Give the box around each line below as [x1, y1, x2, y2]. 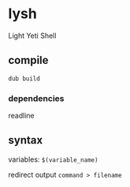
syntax [8, 133, 43, 147]
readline [8, 111, 35, 121]
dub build [8, 74, 41, 83]
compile [8, 54, 49, 67]
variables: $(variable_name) [8, 155, 98, 164]
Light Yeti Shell [8, 31, 57, 40]
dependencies [8, 92, 65, 103]
